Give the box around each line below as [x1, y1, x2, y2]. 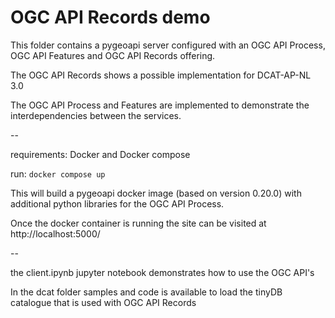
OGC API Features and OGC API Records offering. [10, 49, 216, 61]
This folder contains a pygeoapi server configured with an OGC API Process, [10, 39, 326, 51]
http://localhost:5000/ [10, 227, 101, 240]
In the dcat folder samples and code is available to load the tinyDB [10, 286, 283, 298]
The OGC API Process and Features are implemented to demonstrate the [10, 99, 310, 111]
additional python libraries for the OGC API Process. [10, 197, 225, 210]
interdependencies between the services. [10, 109, 182, 121]
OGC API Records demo [10, 6, 211, 29]
